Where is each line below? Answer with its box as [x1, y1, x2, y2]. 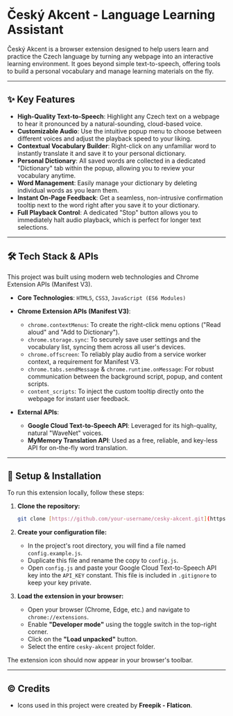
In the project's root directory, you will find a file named [27, 541, 186, 550]
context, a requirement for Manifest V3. [27, 357, 141, 365]
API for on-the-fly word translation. [27, 443, 128, 452]
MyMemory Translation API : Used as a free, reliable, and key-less [27, 436, 218, 445]
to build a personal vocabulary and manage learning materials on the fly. [7, 67, 214, 75]
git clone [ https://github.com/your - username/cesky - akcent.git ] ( [17, 516, 210, 523]
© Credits [7, 683, 51, 694]
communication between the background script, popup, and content [27, 372, 223, 381]
